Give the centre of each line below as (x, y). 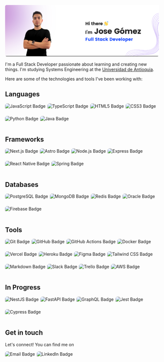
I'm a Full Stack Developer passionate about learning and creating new (76, 64)
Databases (22, 185)
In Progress (23, 287)
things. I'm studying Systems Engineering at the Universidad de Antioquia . (80, 69)
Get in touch (24, 333)
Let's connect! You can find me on (40, 344)
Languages (22, 94)
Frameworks (25, 140)
